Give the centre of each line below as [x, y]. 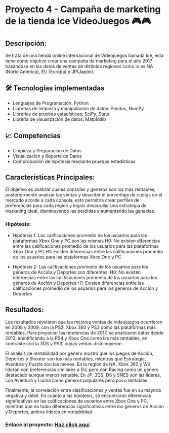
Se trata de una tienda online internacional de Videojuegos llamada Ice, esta [85, 55]
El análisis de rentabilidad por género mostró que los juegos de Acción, [79, 353]
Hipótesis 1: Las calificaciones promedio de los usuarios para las [80, 235]
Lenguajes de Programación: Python [51, 103]
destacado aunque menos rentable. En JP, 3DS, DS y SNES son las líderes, [83, 375]
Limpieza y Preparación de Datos [47, 150]
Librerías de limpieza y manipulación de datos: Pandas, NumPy [78, 108]
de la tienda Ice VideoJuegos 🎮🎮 [78, 21]
